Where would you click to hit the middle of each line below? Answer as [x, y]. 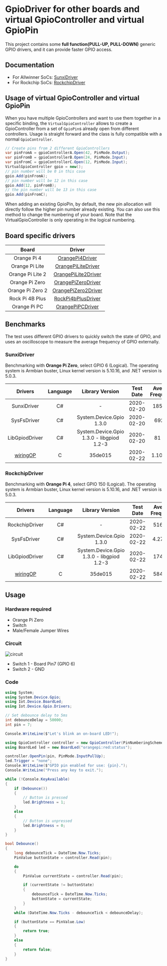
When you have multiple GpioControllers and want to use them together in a [83, 118]
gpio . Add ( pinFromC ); [27, 195]
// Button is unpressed [47, 821]
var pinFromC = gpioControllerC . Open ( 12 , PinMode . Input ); [66, 162]
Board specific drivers [40, 236]
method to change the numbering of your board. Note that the [69, 215]
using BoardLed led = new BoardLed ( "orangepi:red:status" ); [69, 747]
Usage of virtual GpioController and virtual [72, 98]
